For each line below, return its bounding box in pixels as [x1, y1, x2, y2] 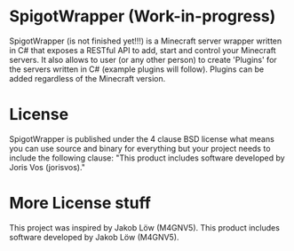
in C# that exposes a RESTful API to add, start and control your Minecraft [9, 44, 277, 55]
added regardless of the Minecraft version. [9, 73, 166, 83]
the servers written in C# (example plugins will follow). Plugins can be [9, 64, 265, 75]
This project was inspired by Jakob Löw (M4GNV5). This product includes [9, 222, 280, 232]
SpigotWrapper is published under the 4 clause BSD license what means [9, 133, 275, 144]
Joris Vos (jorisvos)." [9, 161, 86, 172]
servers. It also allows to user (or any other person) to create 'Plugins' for [9, 54, 277, 65]
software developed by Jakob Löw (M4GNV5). [9, 231, 179, 242]
